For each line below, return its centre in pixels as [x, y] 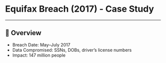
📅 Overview [23, 33]
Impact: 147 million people [39, 55]
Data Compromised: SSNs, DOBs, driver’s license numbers [72, 50]
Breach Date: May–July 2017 [41, 44]
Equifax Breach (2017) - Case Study [80, 9]
